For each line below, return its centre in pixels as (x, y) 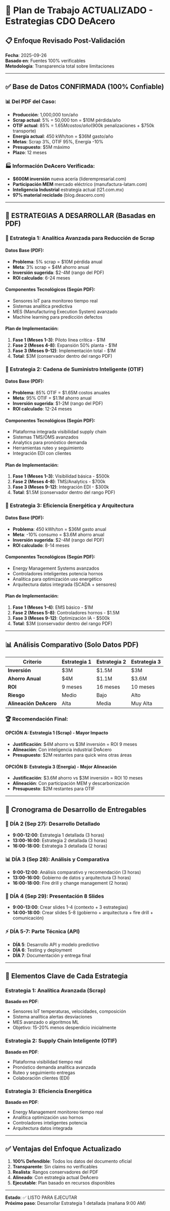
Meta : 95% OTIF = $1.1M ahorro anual (52, 398)
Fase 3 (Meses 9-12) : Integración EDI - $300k (61, 487)
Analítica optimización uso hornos (48, 1117)
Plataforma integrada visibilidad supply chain (59, 432)
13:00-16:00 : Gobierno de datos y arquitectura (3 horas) (72, 878)
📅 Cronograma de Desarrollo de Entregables (76, 809)
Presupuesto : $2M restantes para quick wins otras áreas (72, 755)
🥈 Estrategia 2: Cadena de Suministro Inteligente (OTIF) (74, 369)
